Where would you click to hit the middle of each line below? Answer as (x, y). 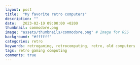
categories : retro (24, 42)
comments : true (21, 55)
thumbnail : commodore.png (32, 28)
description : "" (22, 19)
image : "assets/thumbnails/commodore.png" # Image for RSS (67, 32)
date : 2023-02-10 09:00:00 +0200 (42, 23)
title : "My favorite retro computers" (46, 14)
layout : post (18, 10)
